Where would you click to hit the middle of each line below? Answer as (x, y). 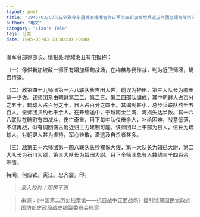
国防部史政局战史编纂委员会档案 (60, 207)
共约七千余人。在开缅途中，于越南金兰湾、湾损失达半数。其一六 (115, 112)
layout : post (22, 12)
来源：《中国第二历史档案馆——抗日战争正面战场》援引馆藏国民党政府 (105, 200)
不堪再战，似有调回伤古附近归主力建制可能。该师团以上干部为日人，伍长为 (97, 127)
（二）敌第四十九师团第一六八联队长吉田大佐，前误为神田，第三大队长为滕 (97, 90)
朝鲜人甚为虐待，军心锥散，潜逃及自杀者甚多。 (84, 134)
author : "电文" (24, 23)
